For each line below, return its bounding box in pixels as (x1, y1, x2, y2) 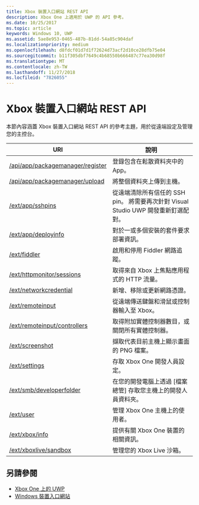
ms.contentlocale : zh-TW (6, 63, 68, 70)
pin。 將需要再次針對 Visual (112, 197, 189, 206)
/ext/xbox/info (9, 430, 49, 439)
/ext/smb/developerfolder (9, 386, 81, 394)
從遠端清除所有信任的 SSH (112, 188, 185, 197)
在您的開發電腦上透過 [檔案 (112, 378, 188, 386)
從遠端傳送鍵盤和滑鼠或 (112, 298, 178, 306)
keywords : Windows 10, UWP (6, 31, 73, 37)
